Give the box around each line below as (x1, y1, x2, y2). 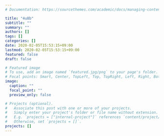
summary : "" (5, 25, 29, 30)
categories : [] (5, 38, 36, 44)
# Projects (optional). (5, 101, 54, 106)
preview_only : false (9, 92, 51, 97)
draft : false (5, 56, 32, 61)
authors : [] (5, 30, 29, 34)
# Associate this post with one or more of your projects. (5, 105, 132, 111)
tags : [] (5, 34, 23, 39)
